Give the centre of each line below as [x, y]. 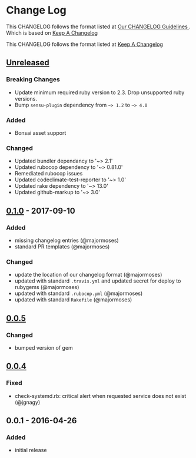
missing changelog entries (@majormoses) [67, 240]
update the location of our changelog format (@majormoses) [88, 275]
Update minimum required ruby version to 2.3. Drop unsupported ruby [99, 92]
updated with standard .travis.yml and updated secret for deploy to [98, 281]
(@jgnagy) [27, 402]
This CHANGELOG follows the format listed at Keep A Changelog [85, 44]
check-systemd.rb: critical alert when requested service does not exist [100, 396]
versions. [26, 98]
